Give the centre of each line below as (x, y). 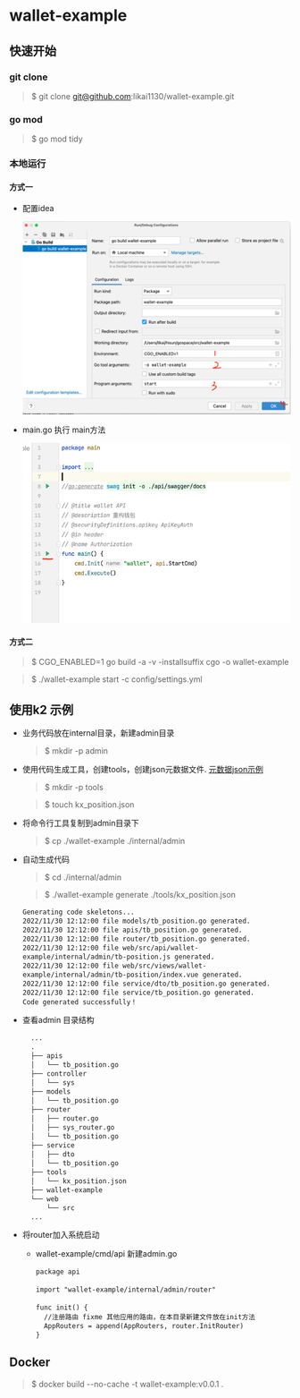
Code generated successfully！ (79, 1002)
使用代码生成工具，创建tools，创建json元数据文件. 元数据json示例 (142, 770)
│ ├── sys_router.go (73, 1128)
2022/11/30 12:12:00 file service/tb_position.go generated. (138, 993)
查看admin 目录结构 (58, 1020)
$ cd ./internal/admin (83, 877)
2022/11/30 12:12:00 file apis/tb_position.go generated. (132, 930)
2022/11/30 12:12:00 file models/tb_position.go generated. (136, 921)
